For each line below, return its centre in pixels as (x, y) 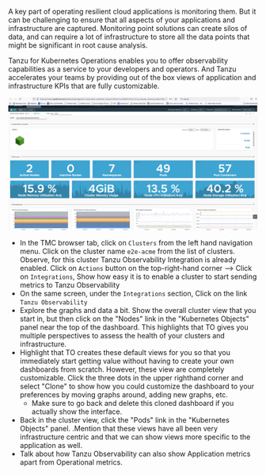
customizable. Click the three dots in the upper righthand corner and (131, 378)
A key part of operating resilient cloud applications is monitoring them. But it (132, 12)
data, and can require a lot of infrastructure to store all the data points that (129, 37)
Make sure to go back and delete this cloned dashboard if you (133, 404)
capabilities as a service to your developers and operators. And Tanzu (122, 69)
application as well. (51, 446)
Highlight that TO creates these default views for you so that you (125, 353)
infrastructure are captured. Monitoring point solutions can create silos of (128, 28)
